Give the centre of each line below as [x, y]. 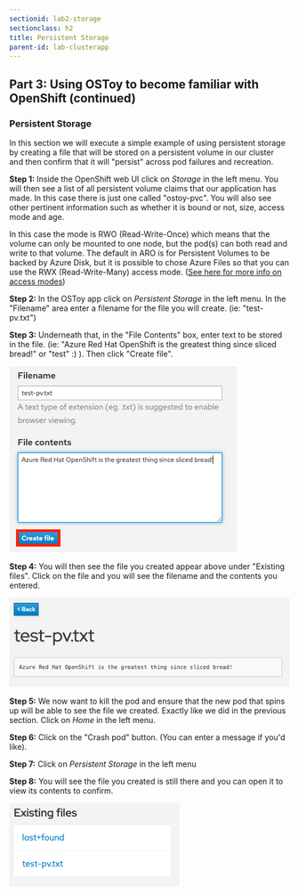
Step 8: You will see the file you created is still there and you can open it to [146, 781]
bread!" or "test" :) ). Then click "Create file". [91, 354]
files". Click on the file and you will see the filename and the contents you [143, 575]
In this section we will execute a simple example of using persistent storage [148, 142]
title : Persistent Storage [59, 37]
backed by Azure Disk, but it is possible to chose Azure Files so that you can [149, 262]
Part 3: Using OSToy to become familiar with [134, 84]
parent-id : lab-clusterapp [59, 47]
